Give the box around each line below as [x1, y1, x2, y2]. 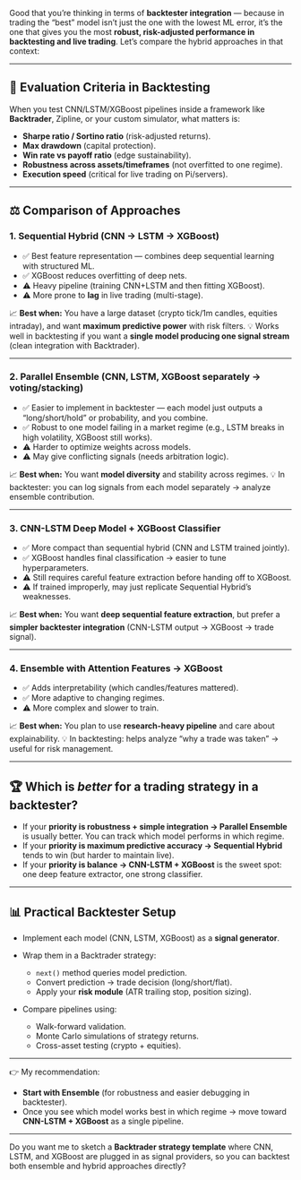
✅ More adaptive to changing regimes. [21, 693, 166, 703]
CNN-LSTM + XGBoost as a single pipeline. [21, 1115, 185, 1127]
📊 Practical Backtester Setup [9, 904, 176, 919]
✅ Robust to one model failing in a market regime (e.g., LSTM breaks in [21, 421, 285, 433]
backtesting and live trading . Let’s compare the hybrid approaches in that [9, 36, 284, 47]
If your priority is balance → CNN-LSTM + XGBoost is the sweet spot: [21, 859, 282, 870]
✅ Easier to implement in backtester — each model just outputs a [21, 402, 262, 413]
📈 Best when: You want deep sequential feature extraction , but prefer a [9, 609, 280, 620]
